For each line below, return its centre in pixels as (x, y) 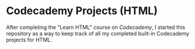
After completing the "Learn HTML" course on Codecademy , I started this (96, 27)
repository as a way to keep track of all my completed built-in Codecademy (98, 33)
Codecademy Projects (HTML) (82, 11)
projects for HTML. (29, 40)
